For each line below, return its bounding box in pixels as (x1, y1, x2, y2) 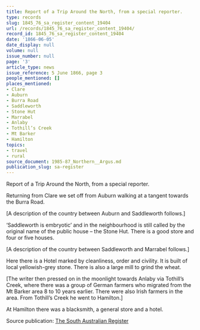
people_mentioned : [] (6, 75, 60, 81)
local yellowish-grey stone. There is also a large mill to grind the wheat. (6, 264, 181, 271)
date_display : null (6, 42, 55, 48)
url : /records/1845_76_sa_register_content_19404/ (6, 25, 135, 32)
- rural (6, 153, 26, 159)
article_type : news (6, 64, 55, 70)
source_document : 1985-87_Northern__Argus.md (6, 159, 121, 165)
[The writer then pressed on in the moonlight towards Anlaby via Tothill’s (6, 275, 184, 282)
